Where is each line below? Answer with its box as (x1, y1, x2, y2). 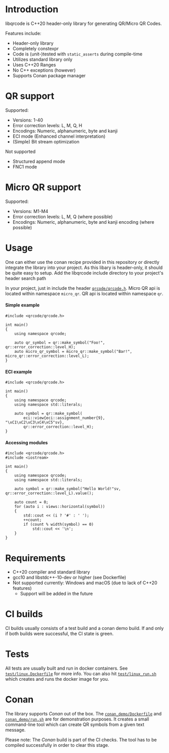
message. (5, 727, 26, 733)
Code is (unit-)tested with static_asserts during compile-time (12, 51, 143, 57)
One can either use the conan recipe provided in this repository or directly (5, 259, 159, 265)
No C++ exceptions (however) (12, 67, 76, 73)
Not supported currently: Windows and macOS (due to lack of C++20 (12, 580, 158, 586)
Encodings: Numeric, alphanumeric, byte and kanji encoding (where (12, 219, 154, 225)
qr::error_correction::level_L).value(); (5, 491, 94, 496)
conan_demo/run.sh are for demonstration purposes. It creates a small (5, 716, 149, 722)
